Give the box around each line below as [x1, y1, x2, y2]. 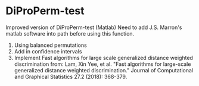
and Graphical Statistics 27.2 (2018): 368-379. [14, 73, 128, 80]
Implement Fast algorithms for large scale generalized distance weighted [14, 54, 193, 61]
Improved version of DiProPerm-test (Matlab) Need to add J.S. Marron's [5, 24, 182, 31]
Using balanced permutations [14, 42, 87, 49]
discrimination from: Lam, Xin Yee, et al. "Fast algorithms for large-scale [14, 60, 191, 68]
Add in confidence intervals [14, 47, 82, 55]
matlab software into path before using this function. [5, 30, 135, 37]
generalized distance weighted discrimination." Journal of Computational [14, 66, 194, 74]
